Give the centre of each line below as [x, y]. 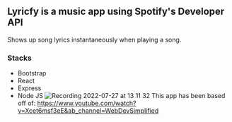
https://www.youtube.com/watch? [87, 103]
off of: [27, 103]
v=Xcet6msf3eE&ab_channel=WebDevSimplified [88, 111]
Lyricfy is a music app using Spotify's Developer [116, 12]
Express [29, 88]
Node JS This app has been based [121, 96]
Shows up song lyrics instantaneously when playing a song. [94, 39]
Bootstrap [32, 73]
